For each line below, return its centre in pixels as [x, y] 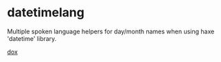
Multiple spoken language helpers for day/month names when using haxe [111, 31]
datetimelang [46, 13]
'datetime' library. [32, 38]
